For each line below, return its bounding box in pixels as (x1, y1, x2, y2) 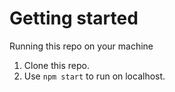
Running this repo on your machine (9, 40, 154, 52)
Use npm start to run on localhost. (23, 70, 166, 82)
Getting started (9, 7, 139, 30)
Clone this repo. (23, 59, 90, 71)
